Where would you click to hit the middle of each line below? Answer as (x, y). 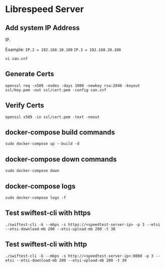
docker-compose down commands (61, 159)
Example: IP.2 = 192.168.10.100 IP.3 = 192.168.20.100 (63, 49)
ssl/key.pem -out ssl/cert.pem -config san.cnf (56, 90)
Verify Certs (25, 106)
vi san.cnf (17, 59)
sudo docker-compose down (32, 171)
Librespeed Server (45, 9)
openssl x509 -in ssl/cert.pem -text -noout (52, 117)
